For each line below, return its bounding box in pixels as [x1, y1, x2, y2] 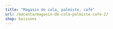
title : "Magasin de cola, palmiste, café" [5, 7, 95, 12]
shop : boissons [5, 16, 37, 21]
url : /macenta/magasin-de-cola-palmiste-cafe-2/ [5, 12, 108, 17]
